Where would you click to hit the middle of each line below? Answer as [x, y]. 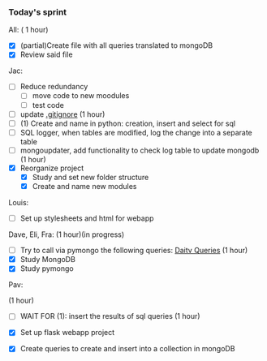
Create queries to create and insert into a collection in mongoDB [127, 349]
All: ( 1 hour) [28, 30]
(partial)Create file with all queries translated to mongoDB [116, 45]
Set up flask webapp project [67, 333]
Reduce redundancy [54, 87]
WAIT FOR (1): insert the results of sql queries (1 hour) [110, 316]
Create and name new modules [84, 186]
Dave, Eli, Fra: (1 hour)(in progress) [67, 234]
